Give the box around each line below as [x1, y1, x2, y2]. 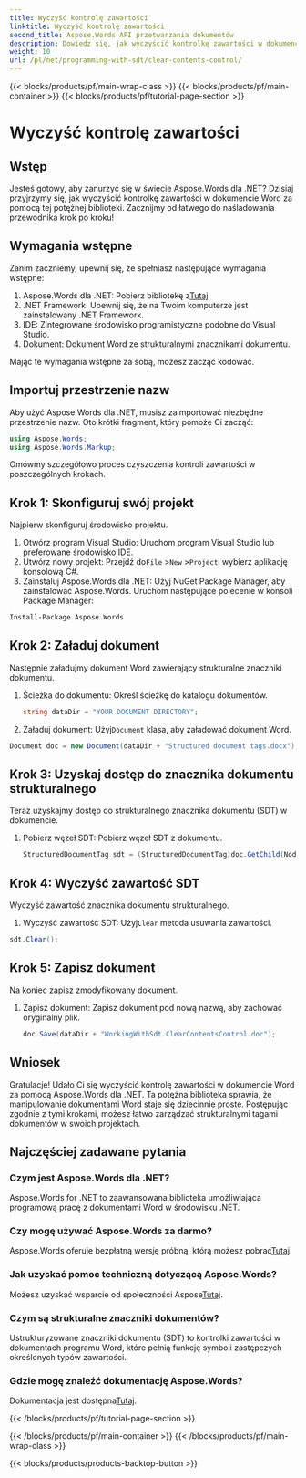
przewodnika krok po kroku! [9, 212, 115, 223]
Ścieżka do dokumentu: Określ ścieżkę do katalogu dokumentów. [22, 690, 269, 701]
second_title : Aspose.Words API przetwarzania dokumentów [9, 30, 234, 39]
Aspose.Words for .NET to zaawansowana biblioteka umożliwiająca [9, 1192, 262, 1203]
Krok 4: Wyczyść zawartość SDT [9, 875, 200, 890]
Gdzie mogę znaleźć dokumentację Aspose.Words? [9, 1375, 243, 1387]
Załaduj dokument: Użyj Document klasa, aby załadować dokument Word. [22, 723, 291, 734]
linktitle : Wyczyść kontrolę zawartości [9, 22, 166, 31]
